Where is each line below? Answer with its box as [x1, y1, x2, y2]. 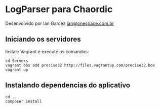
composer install [5, 99, 42, 104]
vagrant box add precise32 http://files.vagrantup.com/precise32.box [5, 62, 155, 68]
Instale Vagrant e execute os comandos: [5, 48, 89, 54]
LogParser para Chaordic [5, 4, 113, 15]
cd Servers [5, 58, 28, 63]
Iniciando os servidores [5, 35, 81, 44]
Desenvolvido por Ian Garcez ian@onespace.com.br [5, 20, 114, 26]
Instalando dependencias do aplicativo [5, 81, 131, 90]
